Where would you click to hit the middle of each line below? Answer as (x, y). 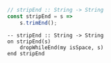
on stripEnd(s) (29, 42)
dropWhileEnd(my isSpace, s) (62, 47)
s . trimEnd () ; (39, 23)
